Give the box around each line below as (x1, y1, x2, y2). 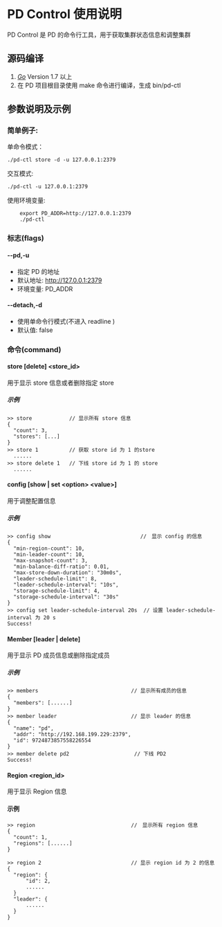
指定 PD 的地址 (17, 267, 60, 275)
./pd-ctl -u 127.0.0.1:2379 (7, 183, 89, 190)
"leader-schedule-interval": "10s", (13, 582, 119, 589)
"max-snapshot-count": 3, (13, 558, 89, 565)
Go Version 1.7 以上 (17, 72, 73, 80)
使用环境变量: (7, 196, 46, 205)
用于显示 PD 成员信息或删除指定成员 (7, 651, 110, 659)
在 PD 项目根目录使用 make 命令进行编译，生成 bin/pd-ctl (17, 81, 181, 89)
